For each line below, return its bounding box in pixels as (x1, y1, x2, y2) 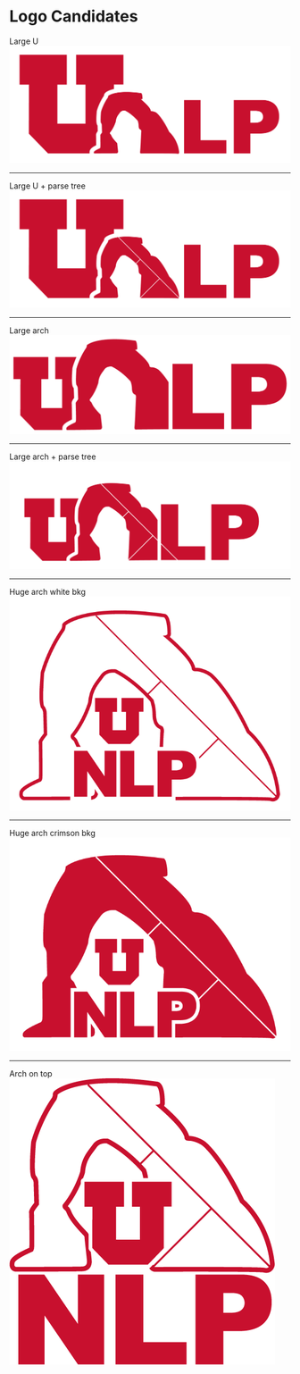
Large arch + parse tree (9, 451, 96, 462)
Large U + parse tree (9, 180, 87, 191)
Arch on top (9, 1068, 53, 1079)
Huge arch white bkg (9, 587, 87, 598)
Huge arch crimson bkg (9, 827, 96, 838)
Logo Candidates (9, 6, 138, 27)
